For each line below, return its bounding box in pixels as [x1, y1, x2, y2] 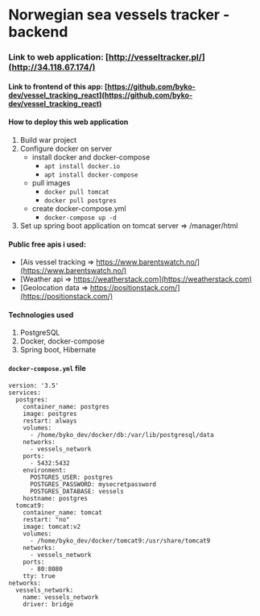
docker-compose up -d [43, 214, 117, 222]
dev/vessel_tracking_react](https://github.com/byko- [8, 90, 193, 100]
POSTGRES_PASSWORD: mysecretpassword [29, 480, 157, 489]
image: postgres [23, 410, 78, 418]
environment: [23, 466, 67, 474]
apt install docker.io [43, 162, 121, 170]
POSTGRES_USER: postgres [29, 473, 113, 481]
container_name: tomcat [23, 508, 103, 517]
